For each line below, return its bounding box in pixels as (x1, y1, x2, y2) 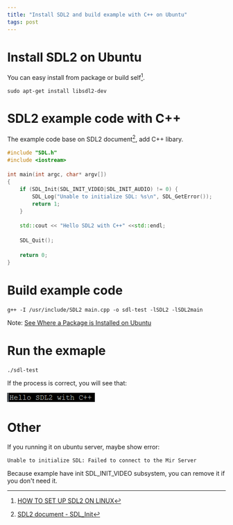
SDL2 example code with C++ (7, 111, 182, 126)
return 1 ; (32, 200, 60, 208)
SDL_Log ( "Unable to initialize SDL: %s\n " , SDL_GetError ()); (32, 193, 213, 200)
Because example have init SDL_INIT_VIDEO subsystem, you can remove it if (7, 469, 225, 477)
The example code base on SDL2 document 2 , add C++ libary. (7, 134, 184, 143)
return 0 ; (19, 251, 49, 258)
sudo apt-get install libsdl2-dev (7, 87, 107, 95)
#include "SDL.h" (7, 149, 58, 156)
